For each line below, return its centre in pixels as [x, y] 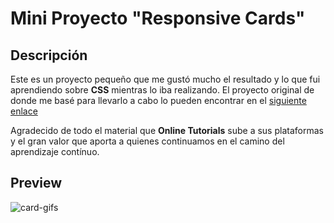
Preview [36, 183]
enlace [24, 111]
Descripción [49, 55]
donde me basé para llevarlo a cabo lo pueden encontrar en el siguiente [158, 100]
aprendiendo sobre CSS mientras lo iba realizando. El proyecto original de [162, 90]
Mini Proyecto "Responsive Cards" [158, 18]
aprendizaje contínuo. [55, 151]
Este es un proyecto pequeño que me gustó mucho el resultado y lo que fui [165, 79]
